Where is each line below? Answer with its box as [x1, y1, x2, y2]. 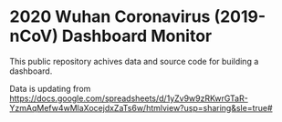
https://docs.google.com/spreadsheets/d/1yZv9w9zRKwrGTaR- [9, 93, 248, 104]
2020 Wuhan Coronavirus [9, 6, 211, 27]
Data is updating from [9, 83, 91, 94]
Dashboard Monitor [61, 25, 213, 46]
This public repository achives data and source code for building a [9, 56, 259, 66]
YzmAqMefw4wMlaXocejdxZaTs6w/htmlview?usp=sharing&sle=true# [9, 102, 273, 113]
